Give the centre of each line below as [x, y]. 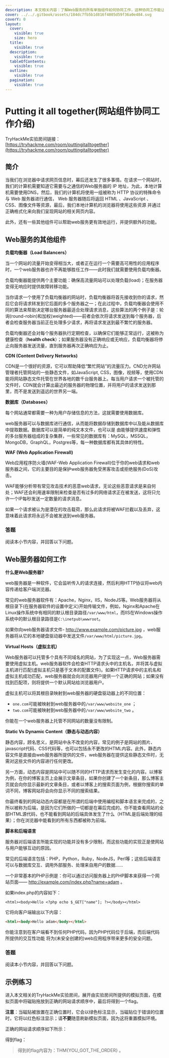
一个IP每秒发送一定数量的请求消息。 [47, 499]
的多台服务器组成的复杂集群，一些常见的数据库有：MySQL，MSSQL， [78, 436]
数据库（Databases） [28, 402]
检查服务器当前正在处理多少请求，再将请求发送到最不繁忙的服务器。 [84, 322]
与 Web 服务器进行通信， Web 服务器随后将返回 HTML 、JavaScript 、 [78, 199]
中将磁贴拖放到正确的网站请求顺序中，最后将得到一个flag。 [80, 1001]
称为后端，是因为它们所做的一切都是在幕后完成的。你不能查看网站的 [89, 808]
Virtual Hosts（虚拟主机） [33, 647]
